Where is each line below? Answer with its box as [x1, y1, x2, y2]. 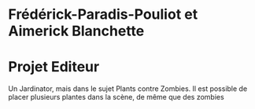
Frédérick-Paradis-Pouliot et [8, 5, 198, 24]
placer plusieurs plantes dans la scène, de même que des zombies [8, 93, 224, 102]
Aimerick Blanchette [8, 22, 145, 40]
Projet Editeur [8, 58, 100, 76]
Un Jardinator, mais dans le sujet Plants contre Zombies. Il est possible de [8, 84, 248, 93]
